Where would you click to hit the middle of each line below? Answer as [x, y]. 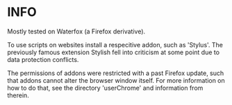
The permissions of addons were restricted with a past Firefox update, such [116, 73]
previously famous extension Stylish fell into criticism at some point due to [114, 52]
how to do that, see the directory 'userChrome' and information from [105, 88]
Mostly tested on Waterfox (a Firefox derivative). [76, 31]
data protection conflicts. [43, 59]
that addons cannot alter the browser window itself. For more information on [116, 80]
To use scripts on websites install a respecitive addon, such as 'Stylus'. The [115, 45]
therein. [18, 95]
